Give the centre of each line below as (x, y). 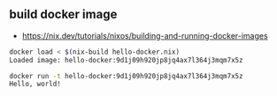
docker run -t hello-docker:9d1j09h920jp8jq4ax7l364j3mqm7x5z (126, 76)
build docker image (63, 15)
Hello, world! (35, 84)
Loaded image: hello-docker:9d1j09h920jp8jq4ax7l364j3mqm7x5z (126, 60)
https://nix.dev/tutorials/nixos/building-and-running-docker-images (145, 35)
